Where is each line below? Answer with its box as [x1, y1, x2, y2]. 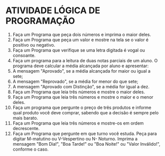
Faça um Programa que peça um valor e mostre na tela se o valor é [12, 37, 149, 43]
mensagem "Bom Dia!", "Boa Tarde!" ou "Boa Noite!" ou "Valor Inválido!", [12, 141, 161, 147]
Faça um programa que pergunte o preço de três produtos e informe [12, 104, 152, 110]
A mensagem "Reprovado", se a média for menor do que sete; [12, 78, 138, 84]
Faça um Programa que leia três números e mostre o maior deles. [12, 89, 145, 95]
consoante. [12, 52, 36, 58]
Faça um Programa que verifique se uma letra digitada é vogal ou [12, 47, 145, 53]
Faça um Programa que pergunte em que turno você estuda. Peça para [12, 130, 157, 136]
